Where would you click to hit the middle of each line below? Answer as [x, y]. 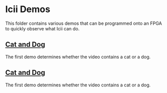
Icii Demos [28, 9]
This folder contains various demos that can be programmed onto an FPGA [84, 23]
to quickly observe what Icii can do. [42, 28]
